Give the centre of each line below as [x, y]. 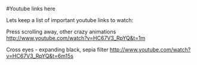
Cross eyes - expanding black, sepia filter [57, 49]
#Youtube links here [31, 9]
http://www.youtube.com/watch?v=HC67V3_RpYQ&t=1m [76, 38]
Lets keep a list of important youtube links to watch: [70, 20]
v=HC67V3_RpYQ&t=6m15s [40, 56]
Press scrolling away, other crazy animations [61, 32]
